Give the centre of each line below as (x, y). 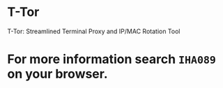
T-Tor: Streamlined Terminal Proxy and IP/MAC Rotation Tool (94, 31)
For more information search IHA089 (111, 59)
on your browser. (57, 74)
